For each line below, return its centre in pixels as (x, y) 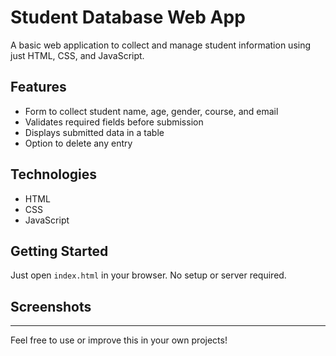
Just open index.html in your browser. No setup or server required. (148, 275)
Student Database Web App (128, 17)
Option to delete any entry (78, 143)
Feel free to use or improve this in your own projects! (119, 340)
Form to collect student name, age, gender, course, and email (151, 111)
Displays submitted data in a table (94, 132)
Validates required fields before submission (114, 122)
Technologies (54, 174)
